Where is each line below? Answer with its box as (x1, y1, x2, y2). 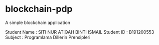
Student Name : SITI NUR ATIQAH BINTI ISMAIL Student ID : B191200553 (5, 29, 155, 35)
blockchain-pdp (5, 3, 73, 15)
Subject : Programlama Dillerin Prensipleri (5, 34, 91, 40)
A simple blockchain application (5, 20, 71, 25)
